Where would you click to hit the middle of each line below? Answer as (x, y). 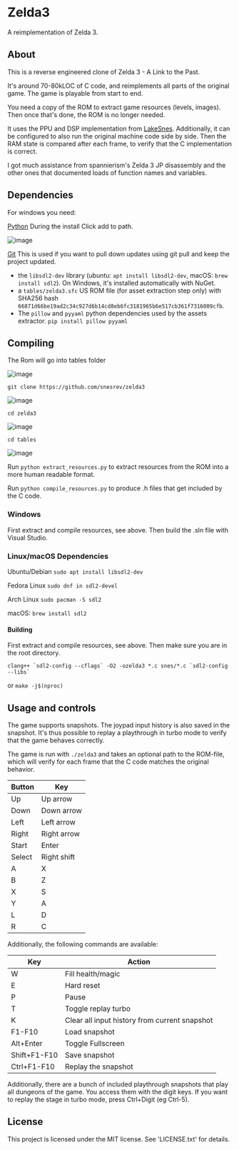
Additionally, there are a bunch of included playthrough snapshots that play (118, 1084)
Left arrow (59, 822)
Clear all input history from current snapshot (139, 1020)
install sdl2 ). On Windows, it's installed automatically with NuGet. (117, 283)
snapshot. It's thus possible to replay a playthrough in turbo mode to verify (117, 732)
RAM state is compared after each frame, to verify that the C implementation (120, 143)
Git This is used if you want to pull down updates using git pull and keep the (118, 253)
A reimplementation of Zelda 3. (53, 32)
